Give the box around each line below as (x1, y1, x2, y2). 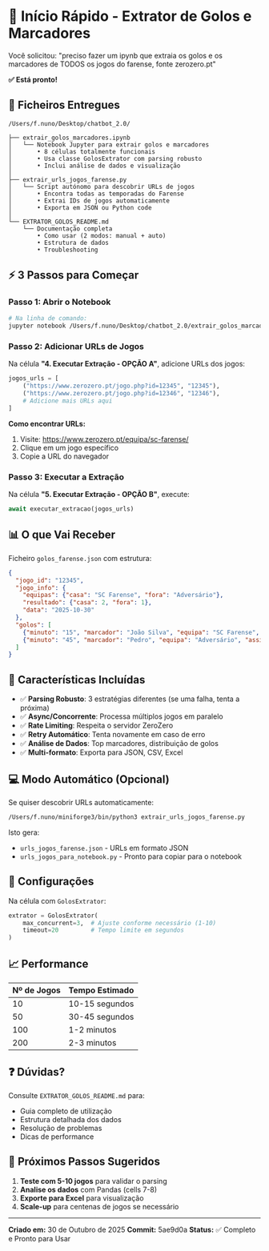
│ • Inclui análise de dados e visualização (8, 162, 181, 170)
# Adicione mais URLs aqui (22, 397, 113, 405)
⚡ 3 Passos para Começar (8, 268, 139, 283)
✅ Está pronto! (8, 74, 58, 84)
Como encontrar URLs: (8, 419, 86, 428)
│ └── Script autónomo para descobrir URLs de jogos (8, 182, 195, 190)
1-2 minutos (68, 1024, 117, 1035)
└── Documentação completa (22, 224, 113, 233)
